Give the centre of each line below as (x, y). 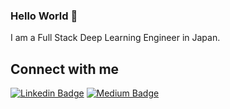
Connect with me (65, 69)
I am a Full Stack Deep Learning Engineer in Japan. (115, 38)
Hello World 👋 (44, 16)
